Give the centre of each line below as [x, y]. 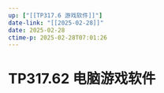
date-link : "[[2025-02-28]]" [56, 23]
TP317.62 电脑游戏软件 [82, 79]
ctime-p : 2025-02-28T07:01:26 [58, 37]
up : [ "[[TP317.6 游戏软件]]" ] [55, 15]
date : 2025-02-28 [37, 30]
